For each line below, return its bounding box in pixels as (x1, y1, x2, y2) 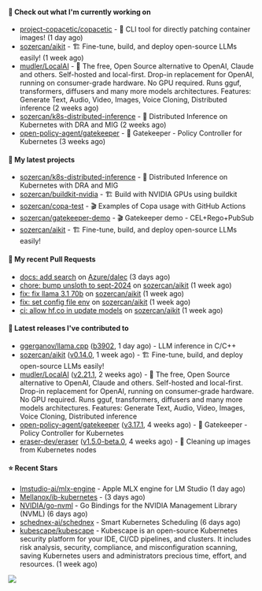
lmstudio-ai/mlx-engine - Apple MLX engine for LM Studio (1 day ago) (19, 484, 246, 493)
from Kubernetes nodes (19, 444, 97, 454)
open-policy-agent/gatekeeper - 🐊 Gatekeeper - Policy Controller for (19, 128, 242, 138)
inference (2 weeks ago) (19, 103, 99, 113)
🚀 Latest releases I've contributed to (8, 324, 129, 333)
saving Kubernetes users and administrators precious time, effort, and (19, 551, 247, 560)
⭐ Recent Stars (8, 463, 58, 473)
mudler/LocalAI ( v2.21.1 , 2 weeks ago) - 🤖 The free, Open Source (19, 370, 231, 379)
